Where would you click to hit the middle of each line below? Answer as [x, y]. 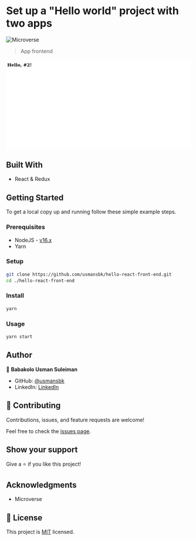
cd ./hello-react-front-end [40, 281]
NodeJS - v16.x [33, 240]
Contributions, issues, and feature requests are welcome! [75, 420]
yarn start [19, 337]
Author [19, 355]
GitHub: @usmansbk [39, 381]
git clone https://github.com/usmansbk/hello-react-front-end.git [89, 274]
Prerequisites [26, 227]
